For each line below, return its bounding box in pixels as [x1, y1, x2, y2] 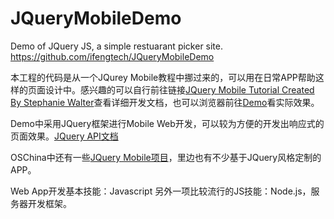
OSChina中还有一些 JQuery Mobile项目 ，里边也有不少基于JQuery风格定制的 [10, 151, 322, 163]
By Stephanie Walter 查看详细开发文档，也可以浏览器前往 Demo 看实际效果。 [10, 96, 320, 108]
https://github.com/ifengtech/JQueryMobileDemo [10, 50, 215, 62]
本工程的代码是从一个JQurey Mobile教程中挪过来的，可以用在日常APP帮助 [10, 71, 316, 83]
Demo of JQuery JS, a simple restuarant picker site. [10, 40, 224, 52]
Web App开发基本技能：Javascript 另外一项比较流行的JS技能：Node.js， [10, 185, 312, 197]
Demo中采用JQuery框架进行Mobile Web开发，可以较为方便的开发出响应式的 [10, 117, 325, 129]
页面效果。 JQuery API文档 [10, 130, 119, 142]
